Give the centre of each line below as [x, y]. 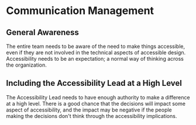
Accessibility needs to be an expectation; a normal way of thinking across [95, 59]
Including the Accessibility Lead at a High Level [94, 83]
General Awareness [42, 32]
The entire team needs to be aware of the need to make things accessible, [96, 46]
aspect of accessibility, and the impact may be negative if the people [89, 110]
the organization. [26, 65]
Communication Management [80, 11]
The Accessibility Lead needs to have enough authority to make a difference [98, 97]
